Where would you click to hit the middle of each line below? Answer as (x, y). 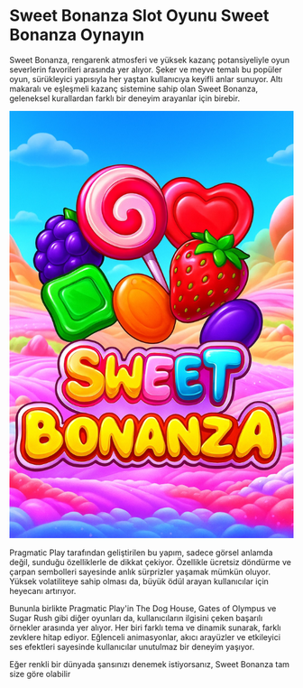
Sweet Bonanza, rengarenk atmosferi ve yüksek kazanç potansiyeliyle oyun (150, 60)
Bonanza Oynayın (77, 35)
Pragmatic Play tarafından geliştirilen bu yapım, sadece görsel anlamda (141, 553)
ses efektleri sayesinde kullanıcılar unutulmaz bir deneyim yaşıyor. (132, 646)
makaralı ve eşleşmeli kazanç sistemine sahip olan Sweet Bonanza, (134, 88)
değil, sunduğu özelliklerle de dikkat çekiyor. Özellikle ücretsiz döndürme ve (150, 562)
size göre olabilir (40, 674)
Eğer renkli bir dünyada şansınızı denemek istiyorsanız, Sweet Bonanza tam (150, 664)
